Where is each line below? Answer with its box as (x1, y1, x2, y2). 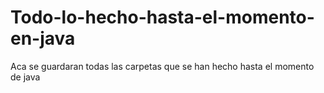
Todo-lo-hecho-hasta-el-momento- (10, 6, 315, 29)
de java (10, 71, 41, 83)
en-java (10, 27, 76, 50)
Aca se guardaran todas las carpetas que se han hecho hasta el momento (10, 60, 315, 72)
